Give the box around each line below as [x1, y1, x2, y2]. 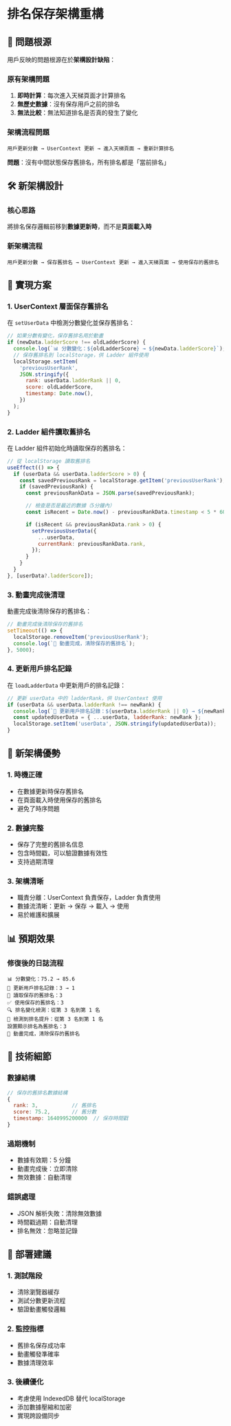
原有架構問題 [7, 74, 50, 83]
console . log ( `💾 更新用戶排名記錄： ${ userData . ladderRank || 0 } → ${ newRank [13, 708, 226, 715]
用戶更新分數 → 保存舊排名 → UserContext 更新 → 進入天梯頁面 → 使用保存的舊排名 [7, 259, 219, 266]
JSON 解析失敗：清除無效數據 [16, 1209, 102, 1218]
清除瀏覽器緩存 [16, 1288, 60, 1296]
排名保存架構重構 [7, 6, 104, 22]
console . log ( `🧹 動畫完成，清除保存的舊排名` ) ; [13, 640, 135, 647]
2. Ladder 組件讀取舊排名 [7, 427, 91, 437]
